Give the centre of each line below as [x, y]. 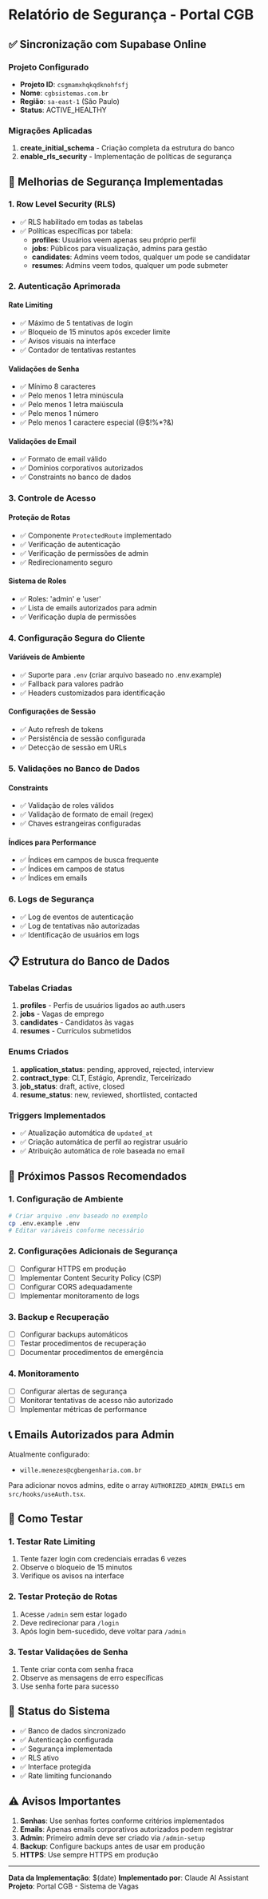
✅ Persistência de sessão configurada [83, 738]
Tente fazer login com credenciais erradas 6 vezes [103, 1559]
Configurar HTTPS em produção [73, 1269]
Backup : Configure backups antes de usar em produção [112, 1846]
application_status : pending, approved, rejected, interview [116, 1069]
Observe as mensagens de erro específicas [91, 1677]
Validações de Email [43, 441]
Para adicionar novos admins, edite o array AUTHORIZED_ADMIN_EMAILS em [127, 1485]
